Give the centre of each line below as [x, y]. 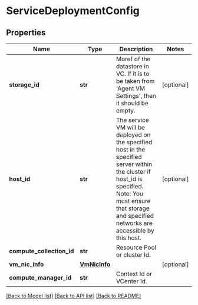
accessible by [135, 231]
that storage [133, 208]
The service [132, 120]
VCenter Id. [131, 281]
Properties [26, 33]
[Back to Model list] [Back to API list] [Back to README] [74, 296]
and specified [135, 216]
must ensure [133, 201]
